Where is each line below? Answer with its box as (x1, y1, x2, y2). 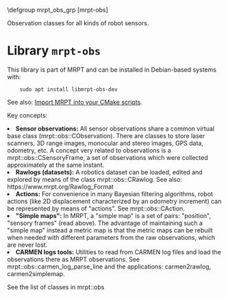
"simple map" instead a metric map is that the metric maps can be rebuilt (7, 226, 214, 234)
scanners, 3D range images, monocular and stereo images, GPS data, (7, 139, 204, 147)
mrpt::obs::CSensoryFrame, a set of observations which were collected (7, 153, 208, 161)
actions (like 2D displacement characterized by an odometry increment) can (7, 197, 222, 205)
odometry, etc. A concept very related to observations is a (7, 146, 171, 154)
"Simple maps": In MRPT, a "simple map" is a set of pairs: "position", (16, 211, 212, 219)
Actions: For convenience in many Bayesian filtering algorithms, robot (16, 189, 214, 198)
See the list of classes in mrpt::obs (7, 283, 105, 291)
